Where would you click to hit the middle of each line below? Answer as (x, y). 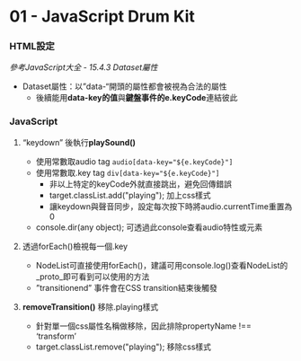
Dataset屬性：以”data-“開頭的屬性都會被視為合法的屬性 (124, 86)
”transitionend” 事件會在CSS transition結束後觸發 (126, 287)
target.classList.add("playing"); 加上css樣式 (130, 195)
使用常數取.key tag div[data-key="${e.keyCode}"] (128, 172)
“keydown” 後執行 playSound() (79, 142)
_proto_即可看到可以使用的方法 (93, 277)
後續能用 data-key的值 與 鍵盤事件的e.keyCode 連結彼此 (137, 98)
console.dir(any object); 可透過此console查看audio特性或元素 (149, 227)
